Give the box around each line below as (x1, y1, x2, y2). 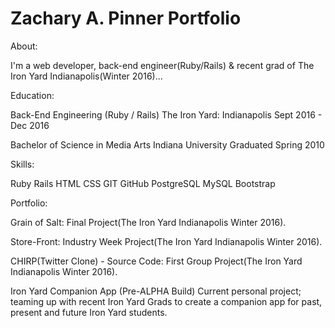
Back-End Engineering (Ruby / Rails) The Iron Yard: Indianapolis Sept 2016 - (10, 108, 323, 121)
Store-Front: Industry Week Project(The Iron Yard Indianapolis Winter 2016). (10, 235, 323, 247)
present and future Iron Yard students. (10, 306, 168, 318)
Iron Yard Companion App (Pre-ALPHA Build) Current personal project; (10, 285, 302, 297)
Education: (10, 89, 55, 101)
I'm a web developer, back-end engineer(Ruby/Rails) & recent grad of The (10, 59, 315, 71)
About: (10, 40, 38, 52)
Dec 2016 (10, 119, 50, 131)
